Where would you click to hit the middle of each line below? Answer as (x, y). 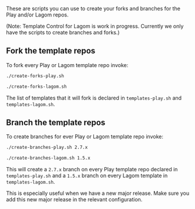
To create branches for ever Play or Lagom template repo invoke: (85, 137)
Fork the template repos (51, 51)
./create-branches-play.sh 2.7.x (47, 147)
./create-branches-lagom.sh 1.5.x (48, 158)
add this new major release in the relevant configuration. (74, 200)
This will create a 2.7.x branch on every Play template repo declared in (92, 170)
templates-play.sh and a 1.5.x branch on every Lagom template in (87, 175)
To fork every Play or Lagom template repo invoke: (67, 65)
